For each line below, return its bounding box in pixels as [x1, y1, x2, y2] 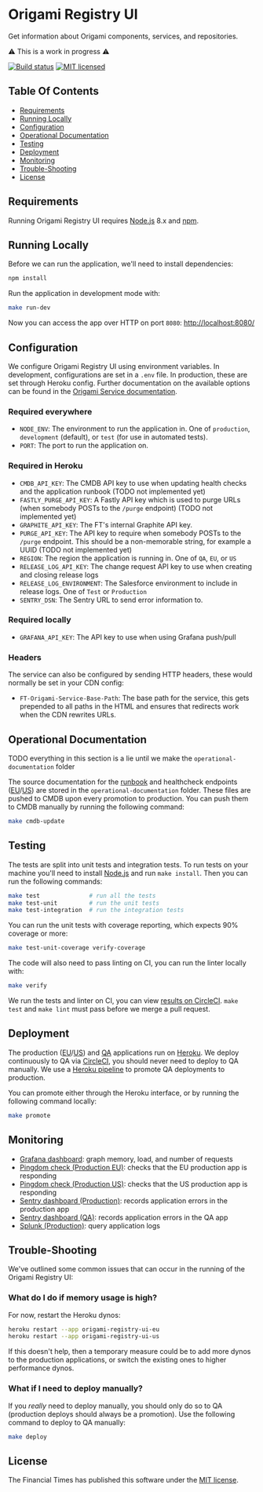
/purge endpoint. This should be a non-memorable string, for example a [19, 536, 251, 546]
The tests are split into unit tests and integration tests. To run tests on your [8, 859, 249, 869]
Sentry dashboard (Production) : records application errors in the [19, 1195, 228, 1206]
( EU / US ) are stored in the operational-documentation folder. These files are [8, 785, 251, 794]
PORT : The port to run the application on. [19, 441, 149, 451]
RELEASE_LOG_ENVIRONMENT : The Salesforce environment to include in [19, 578, 238, 588]
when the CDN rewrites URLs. [19, 710, 116, 720]
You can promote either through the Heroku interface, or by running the [8, 1088, 239, 1097]
